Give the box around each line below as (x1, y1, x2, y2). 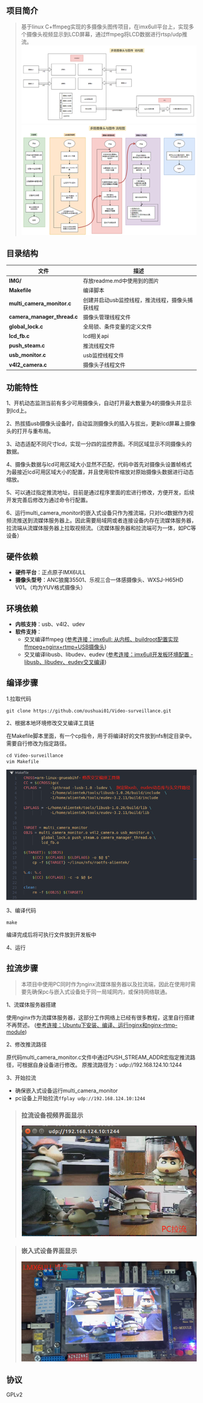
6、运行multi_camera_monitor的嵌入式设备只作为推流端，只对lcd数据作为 (6, 509, 188, 517)
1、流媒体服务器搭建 (6, 1001, 56, 1008)
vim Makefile (6, 758, 39, 765)
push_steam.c (8, 342, 45, 350)
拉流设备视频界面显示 (21, 1111, 83, 1119)
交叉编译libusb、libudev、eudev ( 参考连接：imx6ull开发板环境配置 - (24, 651, 193, 658)
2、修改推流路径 (6, 1041, 47, 1048)
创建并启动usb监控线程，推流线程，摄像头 (83, 296, 188, 303)
